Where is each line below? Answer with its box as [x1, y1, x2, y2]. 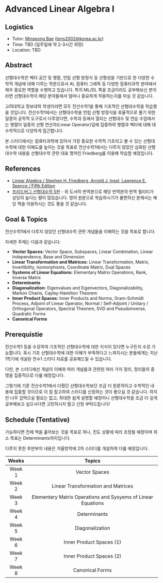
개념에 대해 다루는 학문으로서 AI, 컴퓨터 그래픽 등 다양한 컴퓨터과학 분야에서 [14, 80, 157, 86]
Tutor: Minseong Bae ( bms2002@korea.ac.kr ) [12, 36, 104, 41]
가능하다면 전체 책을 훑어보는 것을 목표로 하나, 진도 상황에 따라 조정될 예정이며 [5, 429, 153, 435]
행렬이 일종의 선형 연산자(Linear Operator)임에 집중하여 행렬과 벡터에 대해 [10, 121, 151, 127]
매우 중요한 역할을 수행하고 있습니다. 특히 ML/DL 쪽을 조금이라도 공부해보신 [5, 87, 148, 93]
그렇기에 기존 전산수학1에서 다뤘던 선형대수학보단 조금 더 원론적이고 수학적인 [5, 383, 149, 389]
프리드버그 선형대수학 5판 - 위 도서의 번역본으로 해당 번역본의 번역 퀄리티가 [12, 189, 154, 194]
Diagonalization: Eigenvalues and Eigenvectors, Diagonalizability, [12, 285, 144, 291]
